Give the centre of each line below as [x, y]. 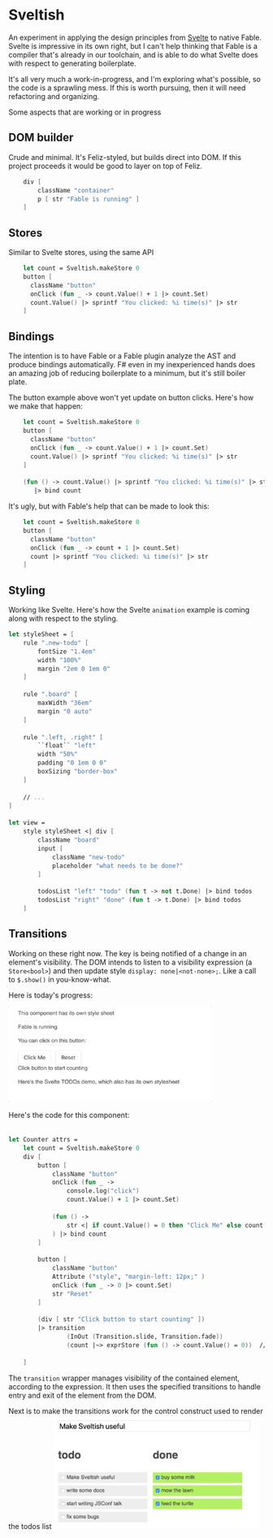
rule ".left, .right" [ [63, 737]
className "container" [76, 190]
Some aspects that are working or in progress [85, 112]
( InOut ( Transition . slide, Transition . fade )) [145, 1337]
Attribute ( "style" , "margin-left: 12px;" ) [128, 1277]
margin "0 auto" [65, 711]
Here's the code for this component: [69, 1116]
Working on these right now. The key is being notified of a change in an [128, 953]
